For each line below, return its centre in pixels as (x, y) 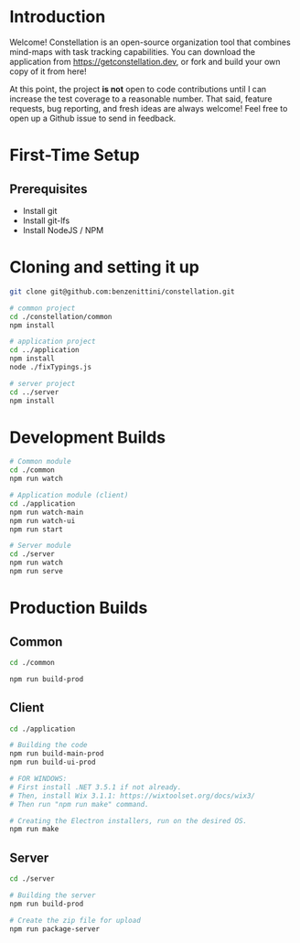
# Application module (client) (69, 496)
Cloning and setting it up (104, 268)
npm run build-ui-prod (53, 762)
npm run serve (37, 572)
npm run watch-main (47, 512)
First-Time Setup (75, 155)
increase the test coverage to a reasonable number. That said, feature (141, 99)
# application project (53, 342)
